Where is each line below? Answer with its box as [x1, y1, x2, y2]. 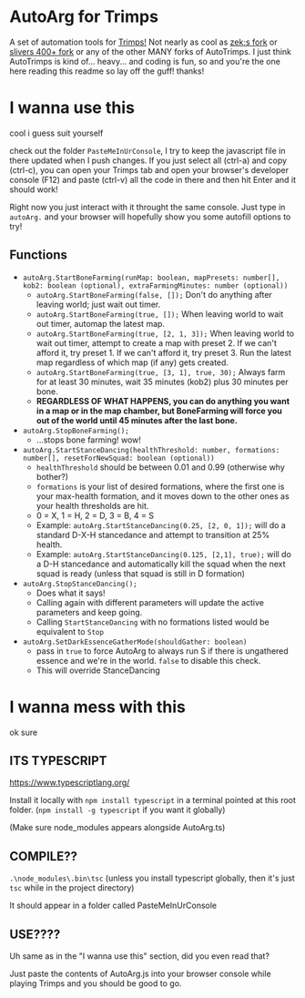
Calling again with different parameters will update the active [36, 596, 264, 607]
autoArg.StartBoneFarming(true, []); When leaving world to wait [36, 308, 284, 320]
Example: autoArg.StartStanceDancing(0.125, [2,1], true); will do [36, 548, 291, 559]
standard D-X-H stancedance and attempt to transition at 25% [36, 529, 270, 540]
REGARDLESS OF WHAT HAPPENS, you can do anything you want [36, 395, 290, 406]
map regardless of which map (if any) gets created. [36, 357, 229, 368]
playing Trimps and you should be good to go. [9, 978, 182, 989]
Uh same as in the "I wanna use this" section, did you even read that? [9, 951, 270, 962]
